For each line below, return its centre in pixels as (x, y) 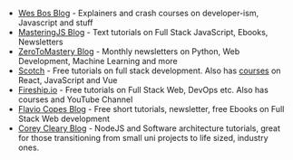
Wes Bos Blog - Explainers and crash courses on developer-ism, (138, 13)
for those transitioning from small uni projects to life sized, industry (143, 138)
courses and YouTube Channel (75, 99)
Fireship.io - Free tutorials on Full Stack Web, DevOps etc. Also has (143, 90)
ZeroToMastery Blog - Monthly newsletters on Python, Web (129, 52)
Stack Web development (64, 118)
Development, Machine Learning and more (98, 61)
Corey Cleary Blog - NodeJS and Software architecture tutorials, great (149, 128)
